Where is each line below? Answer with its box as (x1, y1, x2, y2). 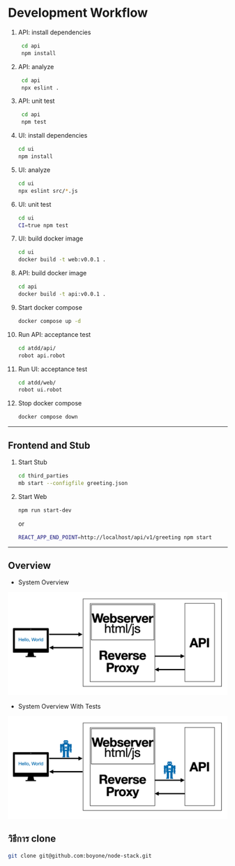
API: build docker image (17, 269, 87, 277)
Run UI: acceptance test (17, 365, 88, 373)
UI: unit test (17, 200, 52, 208)
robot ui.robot (17, 387, 63, 394)
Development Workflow (8, 5, 149, 21)
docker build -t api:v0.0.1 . (17, 291, 107, 298)
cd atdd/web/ (17, 379, 56, 386)
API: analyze (17, 62, 54, 71)
